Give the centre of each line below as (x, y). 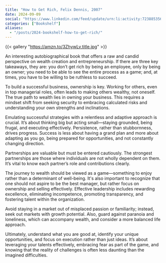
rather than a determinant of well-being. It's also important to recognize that (83, 178)
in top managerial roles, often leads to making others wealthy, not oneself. (80, 92)
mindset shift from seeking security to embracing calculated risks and (76, 102)
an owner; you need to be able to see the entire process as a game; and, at (82, 72)
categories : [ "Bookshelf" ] (33, 23)
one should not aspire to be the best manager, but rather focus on (72, 184)
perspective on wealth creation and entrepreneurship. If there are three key (82, 61)
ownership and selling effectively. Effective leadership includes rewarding (80, 189)
